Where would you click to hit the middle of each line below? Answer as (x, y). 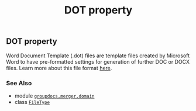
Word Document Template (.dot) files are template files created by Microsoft (98, 56)
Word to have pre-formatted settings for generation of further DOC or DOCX (98, 61)
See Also (19, 83)
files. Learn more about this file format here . (59, 68)
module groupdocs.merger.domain (54, 96)
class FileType (32, 102)
